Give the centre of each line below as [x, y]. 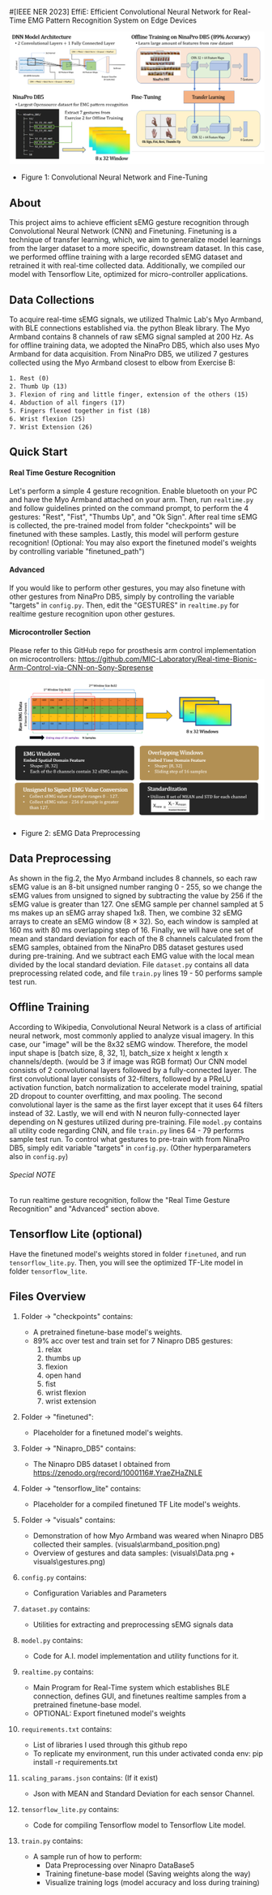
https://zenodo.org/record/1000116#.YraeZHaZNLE [118, 1473]
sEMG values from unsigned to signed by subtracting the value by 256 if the [136, 895]
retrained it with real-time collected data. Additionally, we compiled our [127, 266]
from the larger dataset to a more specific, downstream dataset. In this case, [137, 249]
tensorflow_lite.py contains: [70, 1809]
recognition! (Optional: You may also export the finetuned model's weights [133, 543]
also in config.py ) [39, 1156]
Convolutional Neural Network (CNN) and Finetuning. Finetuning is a [123, 231]
